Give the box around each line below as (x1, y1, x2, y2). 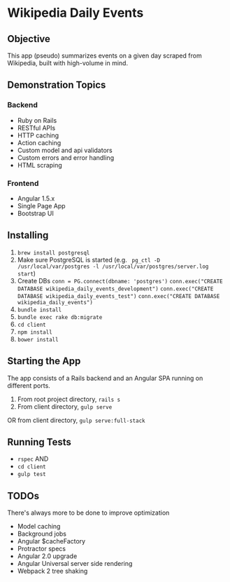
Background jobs (17, 529, 67, 538)
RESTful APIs (17, 123, 56, 132)
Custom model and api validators (17, 146, 113, 154)
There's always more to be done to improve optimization (7, 508, 170, 517)
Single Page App (17, 201, 66, 210)
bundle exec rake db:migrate (17, 313, 103, 320)
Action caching (17, 138, 62, 147)
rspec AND (17, 454, 49, 463)
